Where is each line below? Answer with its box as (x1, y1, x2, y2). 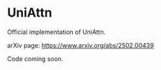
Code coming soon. (7, 54, 64, 63)
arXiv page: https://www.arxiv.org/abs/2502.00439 (7, 41, 154, 49)
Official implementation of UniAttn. (7, 28, 106, 36)
